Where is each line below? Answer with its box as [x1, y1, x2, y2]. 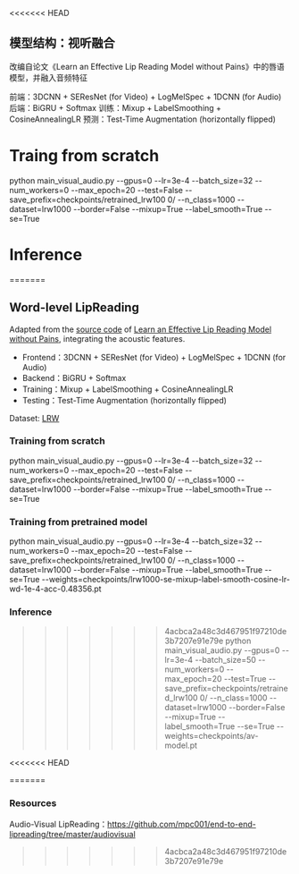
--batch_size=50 [195, 655, 257, 666]
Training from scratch [9, 435, 105, 447]
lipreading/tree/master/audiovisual [9, 828, 136, 839]
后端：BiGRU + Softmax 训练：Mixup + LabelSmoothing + [9, 102, 221, 113]
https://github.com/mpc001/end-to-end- [106, 819, 256, 829]
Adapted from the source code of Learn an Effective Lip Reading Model [9, 324, 272, 335]
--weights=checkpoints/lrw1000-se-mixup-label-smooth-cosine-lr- [41, 574, 290, 585]
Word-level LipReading [9, 300, 140, 316]
